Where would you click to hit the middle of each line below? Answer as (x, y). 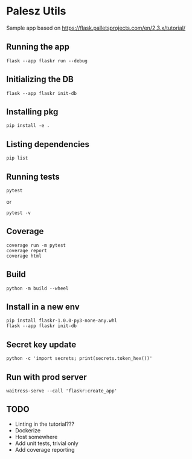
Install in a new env (43, 307)
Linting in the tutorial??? (44, 424)
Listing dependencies (48, 144)
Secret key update (41, 344)
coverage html (24, 256)
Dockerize (28, 430)
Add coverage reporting (45, 449)
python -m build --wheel (37, 288)
